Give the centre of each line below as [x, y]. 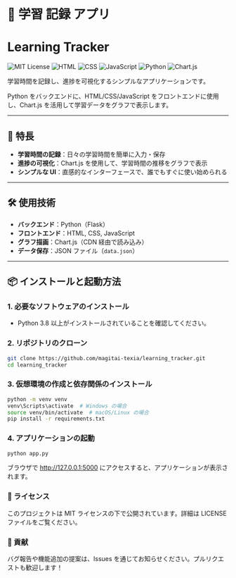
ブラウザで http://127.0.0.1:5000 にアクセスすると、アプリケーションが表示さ [118, 468]
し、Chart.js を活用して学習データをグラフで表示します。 [90, 105]
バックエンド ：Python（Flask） [63, 224]
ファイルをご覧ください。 [44, 522]
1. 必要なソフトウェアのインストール [68, 307]
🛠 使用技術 [32, 203]
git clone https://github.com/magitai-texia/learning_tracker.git [106, 358]
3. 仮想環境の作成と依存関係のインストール [80, 384]
